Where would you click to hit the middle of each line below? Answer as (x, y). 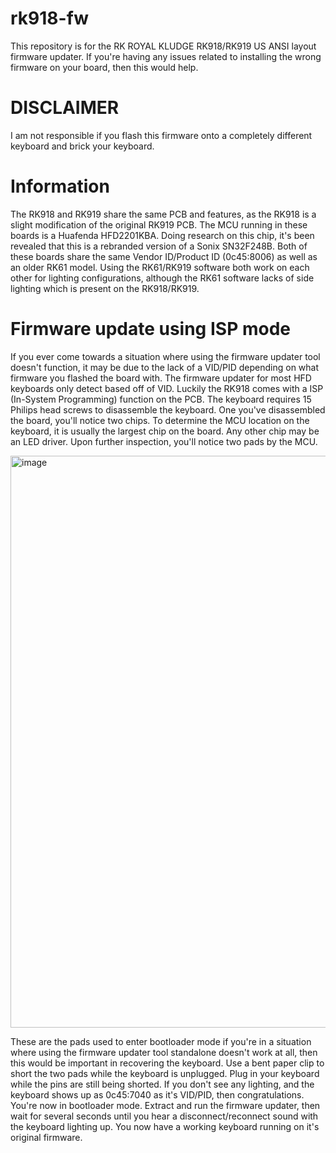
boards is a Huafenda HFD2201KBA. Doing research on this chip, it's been (162, 235)
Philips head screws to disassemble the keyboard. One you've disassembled (168, 409)
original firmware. (46, 1137)
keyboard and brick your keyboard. (82, 146)
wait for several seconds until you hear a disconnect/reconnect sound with (164, 1116)
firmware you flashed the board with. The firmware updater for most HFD (161, 378)
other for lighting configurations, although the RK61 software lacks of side (162, 278)
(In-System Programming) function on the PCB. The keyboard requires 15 (161, 399)
